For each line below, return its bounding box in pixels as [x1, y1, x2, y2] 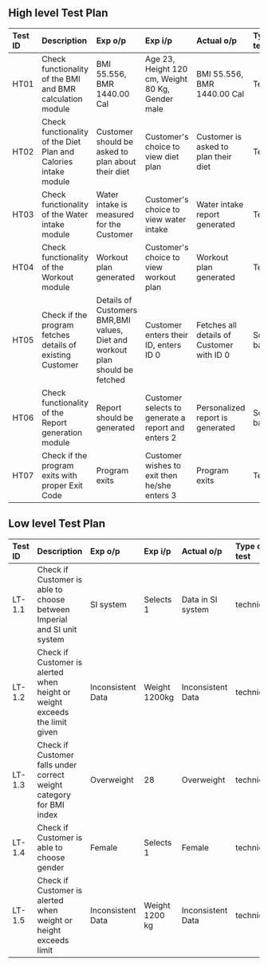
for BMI [37, 799, 65, 810]
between [37, 603, 70, 615]
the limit [37, 717, 67, 728]
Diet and [96, 334, 128, 345]
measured [96, 209, 134, 220]
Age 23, [144, 53, 175, 65]
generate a [144, 412, 186, 423]
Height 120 [144, 63, 188, 74]
